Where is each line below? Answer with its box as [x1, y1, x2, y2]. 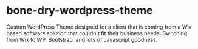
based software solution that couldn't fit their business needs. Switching [6, 29, 188, 36]
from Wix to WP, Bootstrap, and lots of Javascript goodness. [6, 36, 158, 43]
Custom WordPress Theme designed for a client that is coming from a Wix [6, 23, 192, 30]
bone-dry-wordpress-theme [6, 4, 153, 17]
